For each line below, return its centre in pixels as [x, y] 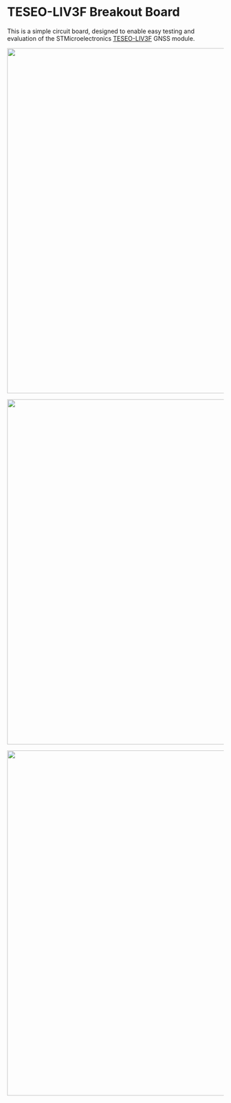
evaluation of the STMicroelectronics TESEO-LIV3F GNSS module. [101, 38]
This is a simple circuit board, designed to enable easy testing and [101, 31]
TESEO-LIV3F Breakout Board [93, 12]
